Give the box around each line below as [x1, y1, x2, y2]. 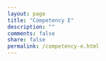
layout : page [7, 10, 46, 18]
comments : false [7, 29, 55, 37]
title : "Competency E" [7, 17, 74, 24]
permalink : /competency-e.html [7, 43, 100, 50]
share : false [7, 36, 46, 43]
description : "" [7, 23, 55, 30]
